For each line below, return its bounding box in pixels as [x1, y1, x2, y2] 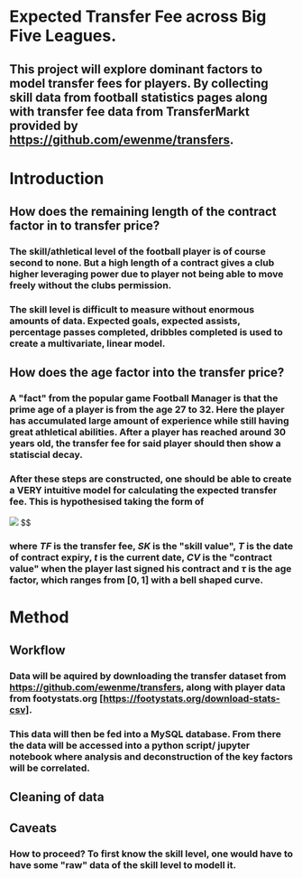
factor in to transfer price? [9, 219, 160, 234]
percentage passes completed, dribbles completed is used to [9, 326, 284, 338]
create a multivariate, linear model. [9, 337, 166, 350]
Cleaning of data [9, 789, 105, 805]
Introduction [9, 168, 105, 189]
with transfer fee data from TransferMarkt [9, 104, 250, 119]
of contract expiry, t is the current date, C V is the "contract [9, 551, 272, 564]
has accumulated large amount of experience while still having [9, 415, 290, 427]
